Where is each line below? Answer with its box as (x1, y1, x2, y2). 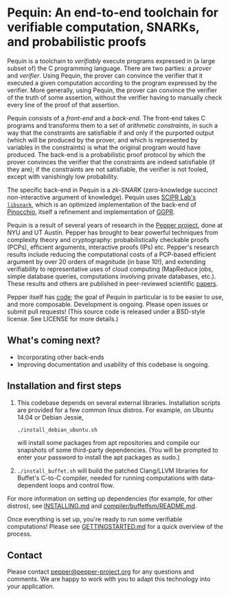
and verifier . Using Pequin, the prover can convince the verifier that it (7, 71, 203, 80)
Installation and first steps (7, 380, 122, 392)
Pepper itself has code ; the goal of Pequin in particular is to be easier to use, (7, 292, 224, 301)
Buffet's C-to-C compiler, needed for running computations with (16, 473, 199, 482)
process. (7, 530, 32, 538)
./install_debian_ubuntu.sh (16, 426, 97, 433)
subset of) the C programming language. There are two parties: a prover (7, 64, 211, 72)
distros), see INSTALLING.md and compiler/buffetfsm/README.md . (7, 501, 197, 510)
